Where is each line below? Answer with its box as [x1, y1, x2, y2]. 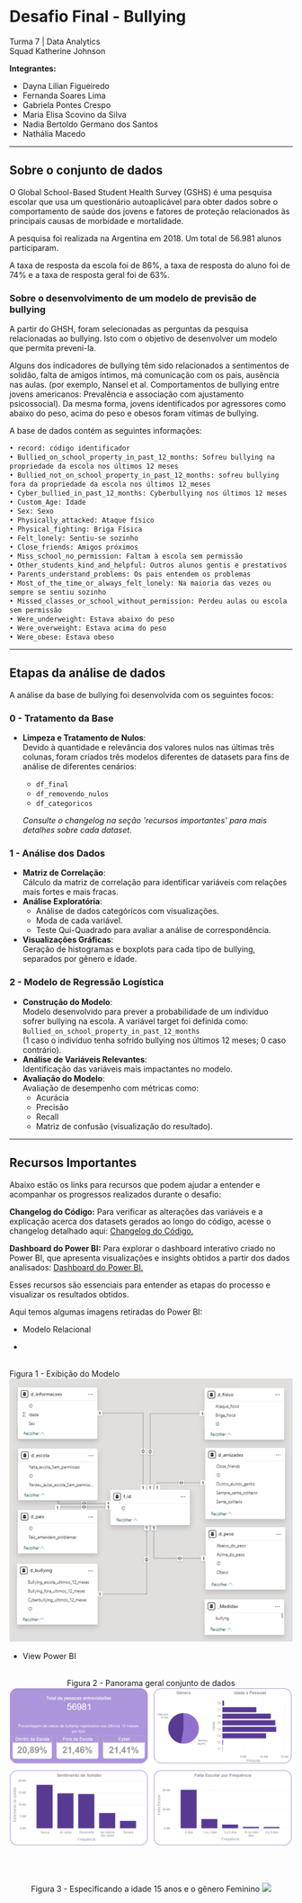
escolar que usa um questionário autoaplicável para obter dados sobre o [9, 196, 279, 207]
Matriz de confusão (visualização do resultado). [35, 1120, 213, 1131]
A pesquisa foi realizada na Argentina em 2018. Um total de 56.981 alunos [9, 232, 282, 244]
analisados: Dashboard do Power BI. [9, 1261, 144, 1272]
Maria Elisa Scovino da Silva [22, 109, 128, 120]
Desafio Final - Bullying [9, 6, 187, 27]
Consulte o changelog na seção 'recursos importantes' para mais [22, 815, 268, 826]
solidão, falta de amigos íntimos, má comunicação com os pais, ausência [9, 370, 280, 381]
